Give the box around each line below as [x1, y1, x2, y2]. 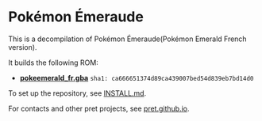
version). [8, 42, 37, 51]
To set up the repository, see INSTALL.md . [8, 88, 147, 98]
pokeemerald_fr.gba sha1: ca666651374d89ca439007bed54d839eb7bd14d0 [19, 73, 254, 82]
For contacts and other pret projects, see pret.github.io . [8, 104, 190, 113]
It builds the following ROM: [8, 58, 99, 67]
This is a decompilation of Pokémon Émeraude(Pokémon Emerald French [8, 34, 248, 43]
